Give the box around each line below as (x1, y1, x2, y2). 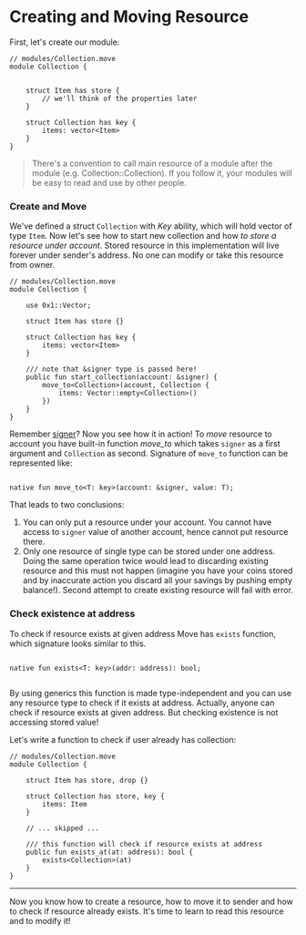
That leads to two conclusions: (9, 499, 125, 510)
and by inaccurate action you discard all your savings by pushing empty (22, 575, 293, 586)
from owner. (9, 260, 56, 271)
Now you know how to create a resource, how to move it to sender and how (9, 896, 293, 907)
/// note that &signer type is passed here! (25, 365, 198, 375)
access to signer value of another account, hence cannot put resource (22, 527, 289, 538)
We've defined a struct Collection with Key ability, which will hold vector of (9, 221, 293, 231)
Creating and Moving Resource (9, 6, 249, 27)
